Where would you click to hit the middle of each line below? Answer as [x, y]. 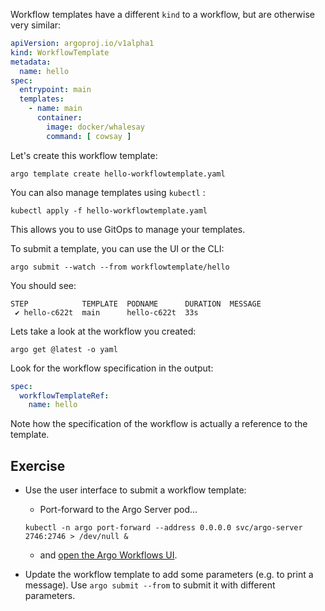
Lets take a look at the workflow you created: [103, 331]
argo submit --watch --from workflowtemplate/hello [120, 267]
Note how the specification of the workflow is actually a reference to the [159, 424]
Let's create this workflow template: [84, 155]
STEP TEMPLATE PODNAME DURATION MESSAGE [136, 304]
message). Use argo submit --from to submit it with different [150, 585]
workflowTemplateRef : [64, 395]
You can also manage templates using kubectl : [108, 192]
